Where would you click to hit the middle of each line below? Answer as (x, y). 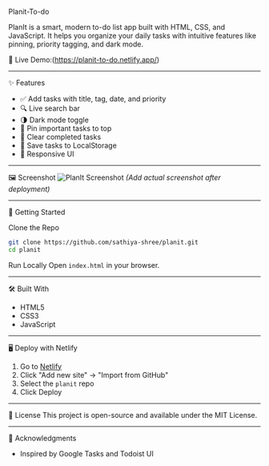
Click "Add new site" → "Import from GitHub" (94, 375)
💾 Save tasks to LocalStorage (68, 145)
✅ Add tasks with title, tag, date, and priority (93, 99)
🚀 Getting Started (37, 212)
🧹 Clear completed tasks (60, 137)
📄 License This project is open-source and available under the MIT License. (133, 415)
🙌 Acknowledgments (42, 438)
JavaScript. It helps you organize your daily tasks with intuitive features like (132, 36)
